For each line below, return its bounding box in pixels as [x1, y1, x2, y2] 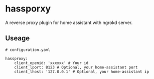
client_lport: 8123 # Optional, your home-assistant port [14, 64, 138, 70]
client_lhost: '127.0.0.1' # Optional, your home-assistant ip [14, 69, 149, 74]
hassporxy [5, 3, 51, 14]
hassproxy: [5, 56, 28, 61]
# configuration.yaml [5, 47, 51, 52]
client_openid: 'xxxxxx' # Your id [14, 60, 89, 65]
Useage [5, 34, 30, 42]
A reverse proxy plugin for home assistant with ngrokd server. [5, 19, 133, 25]
